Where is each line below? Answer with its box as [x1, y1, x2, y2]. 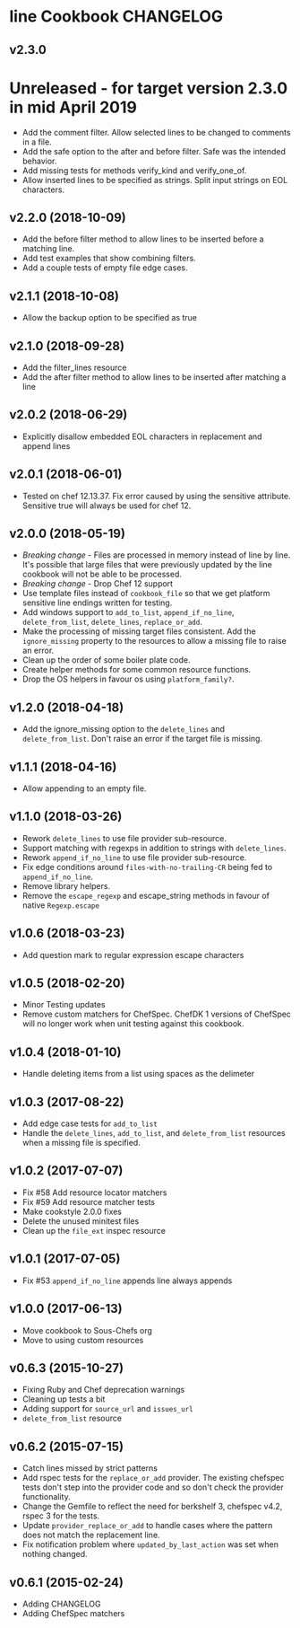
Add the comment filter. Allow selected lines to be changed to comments [21, 127, 291, 137]
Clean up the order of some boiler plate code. [21, 655, 191, 665]
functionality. [21, 1492, 71, 1502]
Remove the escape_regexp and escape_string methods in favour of [21, 890, 270, 901]
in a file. [21, 136, 52, 147]
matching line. [21, 243, 75, 254]
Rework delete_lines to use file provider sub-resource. [21, 832, 227, 843]
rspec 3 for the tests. [21, 1510, 100, 1521]
